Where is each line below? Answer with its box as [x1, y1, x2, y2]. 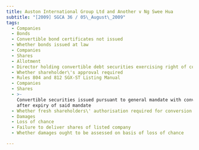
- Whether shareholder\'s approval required [11, 69, 123, 75]
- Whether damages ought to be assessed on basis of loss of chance [11, 130, 184, 136]
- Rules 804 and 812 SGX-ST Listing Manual [11, 75, 120, 81]
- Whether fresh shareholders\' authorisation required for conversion [11, 108, 192, 114]
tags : [6, 20, 20, 25]
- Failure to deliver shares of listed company [11, 125, 131, 130]
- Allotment [11, 58, 41, 64]
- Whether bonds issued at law [11, 42, 89, 48]
